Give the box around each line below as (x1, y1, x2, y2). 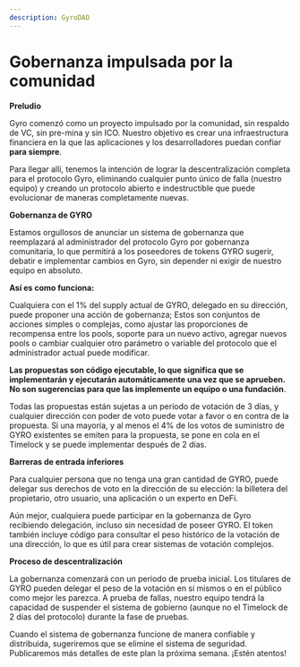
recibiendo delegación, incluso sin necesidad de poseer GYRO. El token (9, 519, 273, 530)
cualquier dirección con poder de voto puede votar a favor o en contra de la (9, 410, 289, 421)
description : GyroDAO (9, 13, 90, 22)
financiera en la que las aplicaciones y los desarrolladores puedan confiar (9, 136, 282, 148)
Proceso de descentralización (9, 556, 123, 567)
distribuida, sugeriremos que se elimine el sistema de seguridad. (9, 637, 248, 649)
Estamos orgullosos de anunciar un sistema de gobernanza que (9, 227, 244, 237)
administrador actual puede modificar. (9, 346, 150, 358)
